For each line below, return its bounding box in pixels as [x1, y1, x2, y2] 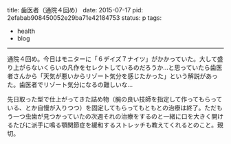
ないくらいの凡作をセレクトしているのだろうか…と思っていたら [30, 64, 211, 71]
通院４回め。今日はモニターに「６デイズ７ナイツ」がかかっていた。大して [7, 55, 218, 63]
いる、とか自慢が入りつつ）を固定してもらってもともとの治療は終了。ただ [7, 104, 217, 112]
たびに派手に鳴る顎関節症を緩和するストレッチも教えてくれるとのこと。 [12, 121, 218, 129]
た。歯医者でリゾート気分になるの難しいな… [7, 81, 133, 88]
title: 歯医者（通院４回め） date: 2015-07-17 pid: [7, 6, 143, 14]
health [16, 27, 36, 35]
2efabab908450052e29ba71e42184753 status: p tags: [7, 14, 162, 22]
